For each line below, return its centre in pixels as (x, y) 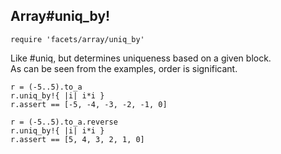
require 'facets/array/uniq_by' (77, 39)
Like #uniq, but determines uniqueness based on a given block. (141, 58)
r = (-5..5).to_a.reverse (64, 122)
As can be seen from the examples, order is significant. (124, 68)
